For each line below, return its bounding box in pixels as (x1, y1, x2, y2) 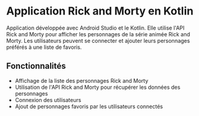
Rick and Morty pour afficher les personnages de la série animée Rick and (6, 30, 191, 37)
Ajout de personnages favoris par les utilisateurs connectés (14, 103, 163, 110)
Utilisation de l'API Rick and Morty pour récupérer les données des (14, 83, 181, 91)
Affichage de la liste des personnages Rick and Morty (14, 77, 149, 84)
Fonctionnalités (6, 61, 66, 71)
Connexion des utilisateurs (14, 96, 81, 103)
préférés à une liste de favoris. (6, 43, 82, 51)
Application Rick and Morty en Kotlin (6, 4, 194, 18)
